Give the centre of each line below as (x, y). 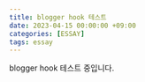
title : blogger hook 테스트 (58, 17)
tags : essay (31, 42)
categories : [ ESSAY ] (47, 34)
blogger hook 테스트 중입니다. (62, 68)
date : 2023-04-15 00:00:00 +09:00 (73, 26)
